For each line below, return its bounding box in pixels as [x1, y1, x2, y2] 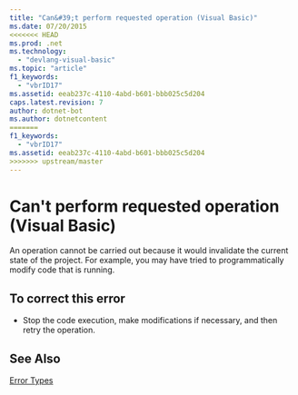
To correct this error [9, 291, 125, 306]
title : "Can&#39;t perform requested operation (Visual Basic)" [9, 13, 258, 23]
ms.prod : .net [9, 38, 64, 48]
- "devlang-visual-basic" [17, 55, 116, 64]
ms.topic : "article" [9, 64, 88, 74]
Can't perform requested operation [9, 196, 280, 216]
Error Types [9, 375, 54, 386]
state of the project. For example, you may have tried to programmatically [9, 255, 284, 266]
